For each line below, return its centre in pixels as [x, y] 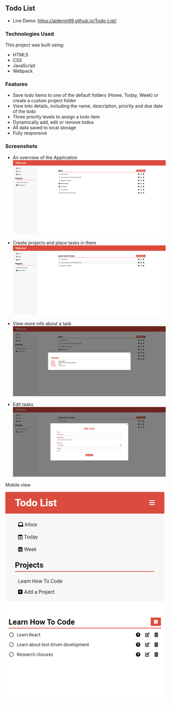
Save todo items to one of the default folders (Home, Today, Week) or [85, 95]
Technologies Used [30, 34]
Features [17, 84]
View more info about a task [42, 323]
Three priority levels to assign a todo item [56, 117]
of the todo [24, 111]
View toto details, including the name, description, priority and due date [88, 106]
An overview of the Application [45, 157]
